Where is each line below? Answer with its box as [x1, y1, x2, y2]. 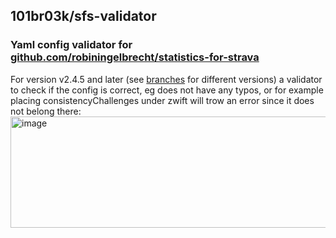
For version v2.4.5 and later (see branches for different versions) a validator [10, 73, 323, 85]
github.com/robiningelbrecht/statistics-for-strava [10, 50, 260, 64]
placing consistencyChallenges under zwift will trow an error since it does [10, 94, 315, 106]
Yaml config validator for [10, 38, 133, 52]
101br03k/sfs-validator [10, 8, 157, 25]
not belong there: [10, 105, 82, 117]
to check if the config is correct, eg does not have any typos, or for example [10, 84, 324, 96]
